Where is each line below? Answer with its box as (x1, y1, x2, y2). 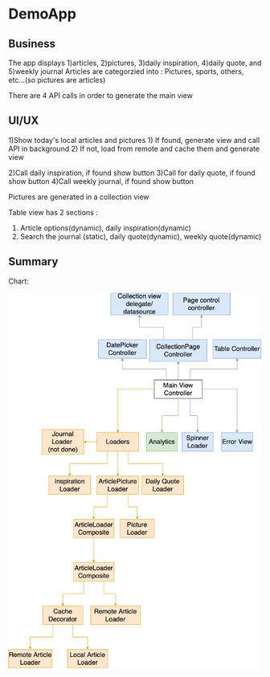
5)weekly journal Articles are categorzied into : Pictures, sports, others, (8, 67, 244, 76)
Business (8, 37, 56, 51)
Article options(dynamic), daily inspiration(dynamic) (19, 222, 191, 233)
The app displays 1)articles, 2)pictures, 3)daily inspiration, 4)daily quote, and (8, 58, 262, 67)
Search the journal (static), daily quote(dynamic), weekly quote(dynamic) (19, 231, 262, 241)
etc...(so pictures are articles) (8, 75, 106, 84)
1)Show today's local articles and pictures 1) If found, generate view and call (8, 135, 260, 145)
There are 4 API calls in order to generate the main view (8, 91, 193, 100)
